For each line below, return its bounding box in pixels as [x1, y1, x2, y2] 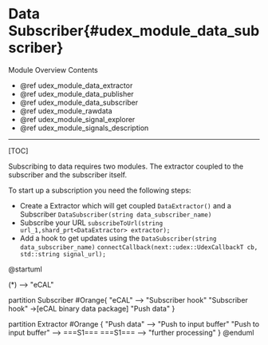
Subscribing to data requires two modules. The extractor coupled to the [8, 161, 244, 171]
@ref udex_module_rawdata [19, 105, 113, 116]
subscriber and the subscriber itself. [8, 169, 128, 180]
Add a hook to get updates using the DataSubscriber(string [19, 233, 217, 243]
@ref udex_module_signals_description [19, 123, 149, 133]
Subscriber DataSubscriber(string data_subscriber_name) [19, 209, 212, 219]
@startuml [8, 264, 42, 274]
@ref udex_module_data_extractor [19, 81, 133, 90]
